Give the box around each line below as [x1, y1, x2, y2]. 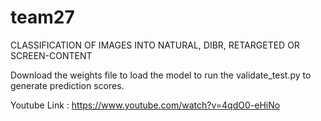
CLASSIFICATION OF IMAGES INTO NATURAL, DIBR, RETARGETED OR [10, 39, 300, 51]
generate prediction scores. [10, 79, 125, 91]
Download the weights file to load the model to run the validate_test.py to [10, 69, 312, 81]
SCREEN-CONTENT [10, 49, 93, 61]
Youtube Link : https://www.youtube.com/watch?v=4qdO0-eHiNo [10, 99, 281, 111]
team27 [10, 6, 75, 29]
